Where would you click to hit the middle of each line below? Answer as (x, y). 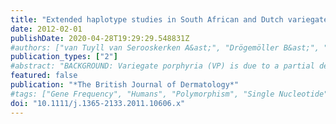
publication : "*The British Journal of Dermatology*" (125, 85)
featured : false (44, 76)
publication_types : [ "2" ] (64, 57)
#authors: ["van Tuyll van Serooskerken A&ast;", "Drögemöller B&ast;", (165, 47)
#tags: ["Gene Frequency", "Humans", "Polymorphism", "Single (142, 94)
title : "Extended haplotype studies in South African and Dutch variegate (169, 19)
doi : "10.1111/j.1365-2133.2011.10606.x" (98, 103)
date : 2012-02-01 (46, 29)
